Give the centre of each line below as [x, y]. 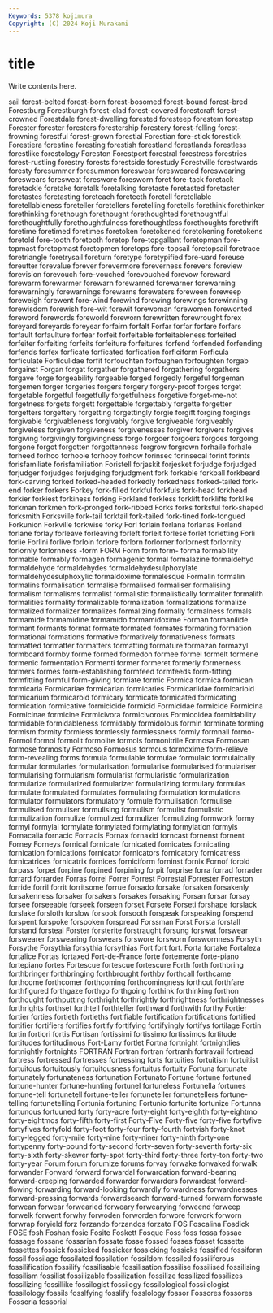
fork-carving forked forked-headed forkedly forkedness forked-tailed [125, 482]
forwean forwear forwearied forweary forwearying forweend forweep [125, 1207]
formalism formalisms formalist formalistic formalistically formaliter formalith [136, 594]
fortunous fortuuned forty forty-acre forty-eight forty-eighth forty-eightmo [133, 1112]
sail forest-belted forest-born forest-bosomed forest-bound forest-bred [128, 102]
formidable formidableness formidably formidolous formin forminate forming [136, 723]
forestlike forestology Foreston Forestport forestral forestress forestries [128, 154]
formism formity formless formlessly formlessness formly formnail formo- [132, 732]
